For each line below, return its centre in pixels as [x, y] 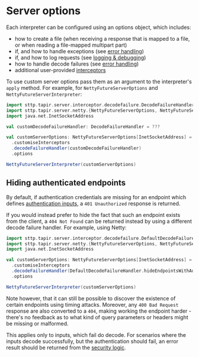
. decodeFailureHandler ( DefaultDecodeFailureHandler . [78, 271]
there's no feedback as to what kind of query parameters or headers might [97, 317]
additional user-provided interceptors [60, 70]
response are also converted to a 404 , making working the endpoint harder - [99, 311]
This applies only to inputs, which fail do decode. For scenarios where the [96, 335]
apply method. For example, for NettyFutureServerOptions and [82, 87]
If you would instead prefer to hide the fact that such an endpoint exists [93, 215]
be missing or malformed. [38, 323]
